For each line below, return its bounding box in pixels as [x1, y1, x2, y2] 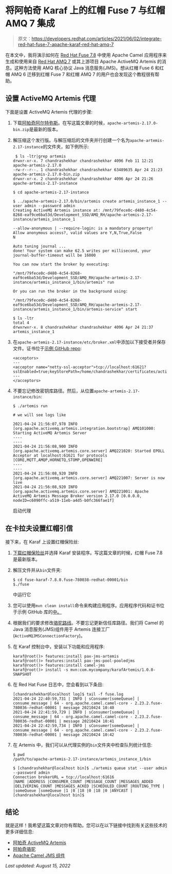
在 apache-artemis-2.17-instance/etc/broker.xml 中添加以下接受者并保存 [12, 339, 166, 345]
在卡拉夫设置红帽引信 [5, 524, 73, 533]
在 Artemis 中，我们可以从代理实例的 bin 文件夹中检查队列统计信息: [12, 741, 153, 748]
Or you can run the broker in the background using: [12, 288, 128, 294]
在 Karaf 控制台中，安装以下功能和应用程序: [12, 643, 105, 649]
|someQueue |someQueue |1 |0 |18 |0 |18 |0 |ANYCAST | [12, 788, 133, 793]
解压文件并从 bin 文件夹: [12, 567, 62, 573]
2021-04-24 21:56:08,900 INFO [12, 444, 78, 449]
